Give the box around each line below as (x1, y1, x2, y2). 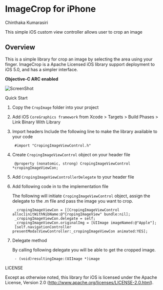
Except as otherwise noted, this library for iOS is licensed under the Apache (5, 274, 157, 280)
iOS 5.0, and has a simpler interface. (5, 66, 78, 72)
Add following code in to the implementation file (12, 183, 109, 189)
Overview (5, 43, 36, 52)
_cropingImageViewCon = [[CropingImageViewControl (14, 207, 120, 212)
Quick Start (5, 95, 28, 101)
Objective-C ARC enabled (5, 76, 59, 82)
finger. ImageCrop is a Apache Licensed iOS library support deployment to (5, 61, 155, 67)
